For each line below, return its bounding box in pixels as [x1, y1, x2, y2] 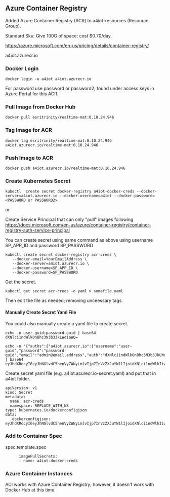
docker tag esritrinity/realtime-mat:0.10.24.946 [5, 138, 112, 143]
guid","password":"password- [5, 348, 67, 353]
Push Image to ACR [5, 154, 54, 161]
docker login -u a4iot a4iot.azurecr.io [5, 77, 92, 82]
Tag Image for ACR [5, 127, 52, 134]
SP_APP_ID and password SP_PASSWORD [5, 243, 94, 249]
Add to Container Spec [5, 433, 62, 440]
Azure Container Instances [5, 470, 73, 477]
